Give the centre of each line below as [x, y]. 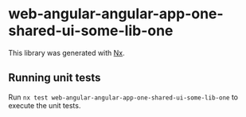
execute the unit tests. [45, 105]
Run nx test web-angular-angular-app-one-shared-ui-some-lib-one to [123, 97]
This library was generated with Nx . [66, 53]
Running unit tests [55, 78]
